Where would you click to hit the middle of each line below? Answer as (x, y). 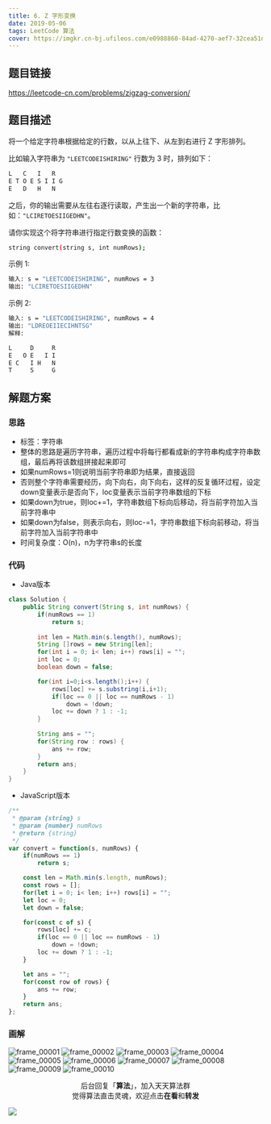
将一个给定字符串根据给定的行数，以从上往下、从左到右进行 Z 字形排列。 (129, 141)
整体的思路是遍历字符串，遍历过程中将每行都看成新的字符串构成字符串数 (140, 452)
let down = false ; (54, 908)
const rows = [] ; (52, 885)
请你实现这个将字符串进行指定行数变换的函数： (86, 232)
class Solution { (38, 600)
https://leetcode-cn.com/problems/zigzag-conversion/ (100, 93)
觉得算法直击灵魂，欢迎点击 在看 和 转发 (135, 1096)
